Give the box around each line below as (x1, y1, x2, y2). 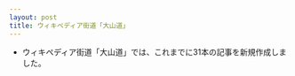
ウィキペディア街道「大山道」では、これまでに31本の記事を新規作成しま (21, 46, 287, 57)
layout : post (9, 12, 58, 22)
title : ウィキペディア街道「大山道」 (9, 21, 130, 30)
